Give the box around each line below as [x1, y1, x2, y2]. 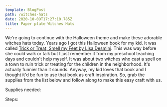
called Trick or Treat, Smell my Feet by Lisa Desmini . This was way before [5, 45, 157, 51]
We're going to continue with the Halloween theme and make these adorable [5, 35, 163, 41]
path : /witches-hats [5, 12, 48, 17]
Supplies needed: [5, 87, 41, 93]
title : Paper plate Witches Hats [5, 21, 75, 26]
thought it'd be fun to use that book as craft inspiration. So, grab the [5, 72, 145, 78]
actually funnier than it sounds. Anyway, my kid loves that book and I [5, 67, 146, 73]
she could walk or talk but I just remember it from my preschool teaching [5, 51, 155, 57]
